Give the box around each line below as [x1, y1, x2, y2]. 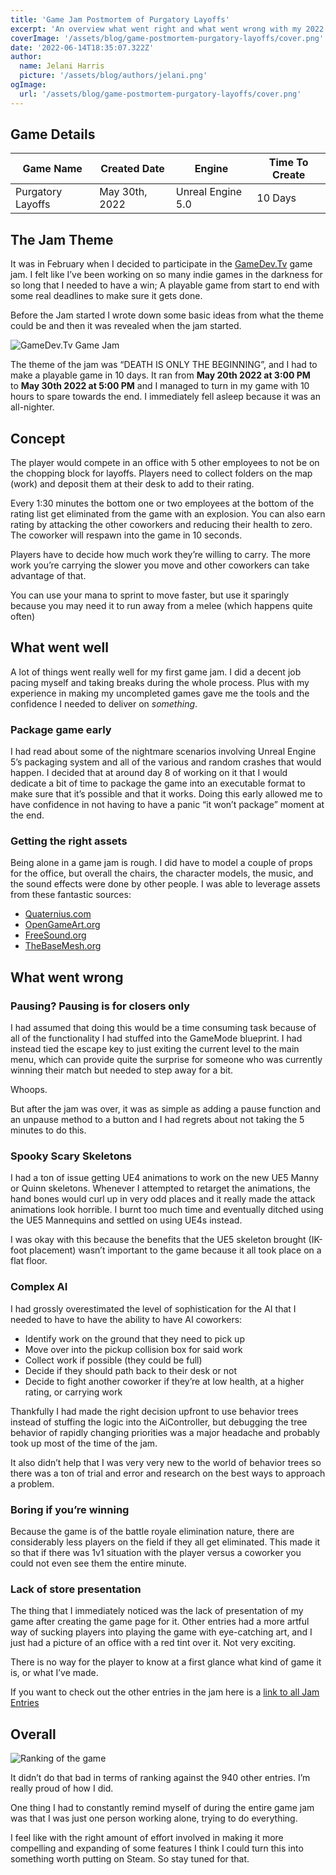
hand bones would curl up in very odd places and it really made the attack [10, 1193, 316, 1205]
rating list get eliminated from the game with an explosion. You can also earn [10, 508, 326, 520]
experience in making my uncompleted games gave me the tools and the [10, 687, 310, 699]
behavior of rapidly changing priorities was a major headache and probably [10, 1426, 321, 1438]
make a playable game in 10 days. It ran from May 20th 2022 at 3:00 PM [10, 369, 311, 381]
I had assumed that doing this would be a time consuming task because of [10, 1022, 317, 1034]
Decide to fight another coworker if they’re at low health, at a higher [24, 1375, 305, 1387]
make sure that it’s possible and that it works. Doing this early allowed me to [10, 788, 323, 800]
